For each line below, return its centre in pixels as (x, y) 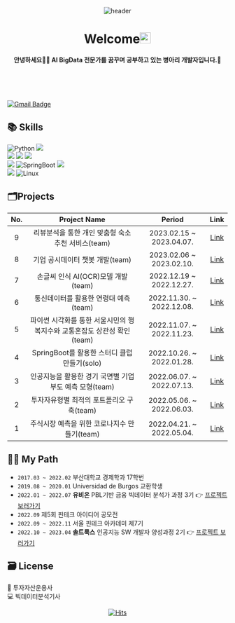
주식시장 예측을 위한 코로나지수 (78, 424)
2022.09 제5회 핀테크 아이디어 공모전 (67, 514)
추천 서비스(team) (82, 243)
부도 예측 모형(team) (82, 387)
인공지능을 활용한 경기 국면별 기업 (83, 376)
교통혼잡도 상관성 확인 (96, 331)
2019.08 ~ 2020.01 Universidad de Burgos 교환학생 (90, 486)
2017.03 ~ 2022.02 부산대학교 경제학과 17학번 (81, 477)
